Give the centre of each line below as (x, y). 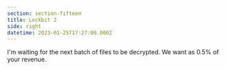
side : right (24, 26)
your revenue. (27, 60)
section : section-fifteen (44, 13)
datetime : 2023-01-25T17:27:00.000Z (60, 33)
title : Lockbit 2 (32, 20)
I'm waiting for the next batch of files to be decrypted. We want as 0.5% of (113, 52)
